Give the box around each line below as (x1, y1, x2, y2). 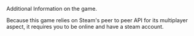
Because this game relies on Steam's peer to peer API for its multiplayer (6, 17, 188, 23)
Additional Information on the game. (6, 5, 97, 12)
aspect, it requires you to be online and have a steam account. (6, 23, 164, 30)
